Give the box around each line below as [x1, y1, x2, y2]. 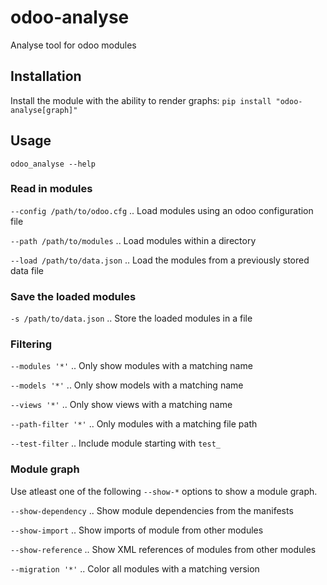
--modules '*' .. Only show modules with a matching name [10, 360, 253, 372]
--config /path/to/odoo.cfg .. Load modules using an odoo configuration [10, 204, 314, 216]
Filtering [10, 337, 52, 351]
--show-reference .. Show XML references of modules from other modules [10, 543, 317, 555]
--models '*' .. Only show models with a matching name [10, 379, 244, 391]
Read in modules [10, 182, 93, 196]
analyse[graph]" [10, 105, 78, 115]
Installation [10, 68, 82, 85]
